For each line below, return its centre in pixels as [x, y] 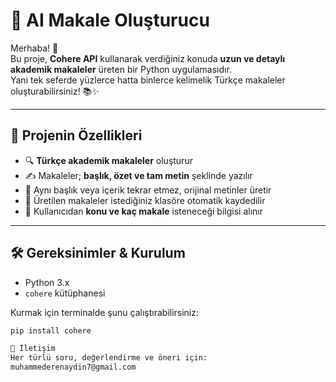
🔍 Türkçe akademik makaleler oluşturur [108, 160]
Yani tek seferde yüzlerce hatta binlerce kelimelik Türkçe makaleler [148, 80]
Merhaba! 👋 [34, 48]
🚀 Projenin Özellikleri [76, 135]
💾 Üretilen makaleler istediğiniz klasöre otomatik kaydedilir [145, 200]
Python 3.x [47, 282]
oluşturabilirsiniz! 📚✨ [55, 91]
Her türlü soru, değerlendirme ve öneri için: [109, 358]
